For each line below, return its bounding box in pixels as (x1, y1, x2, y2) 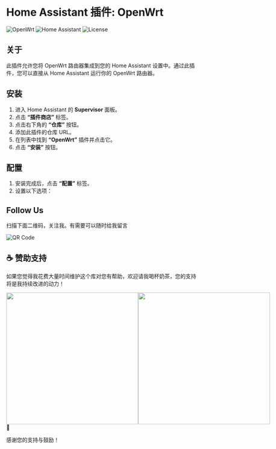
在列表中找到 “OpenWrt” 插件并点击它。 (14, 136, 116, 143)
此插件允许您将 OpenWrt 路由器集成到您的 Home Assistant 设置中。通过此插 (6, 61, 195, 69)
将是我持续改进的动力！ (6, 280, 64, 287)
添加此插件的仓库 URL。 (14, 128, 75, 135)
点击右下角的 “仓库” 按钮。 (14, 121, 83, 128)
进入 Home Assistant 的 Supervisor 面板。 (14, 106, 121, 113)
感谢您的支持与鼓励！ (6, 436, 59, 443)
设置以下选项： (14, 187, 52, 194)
